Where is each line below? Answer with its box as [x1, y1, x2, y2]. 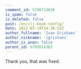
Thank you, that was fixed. [5, 58, 60, 64]
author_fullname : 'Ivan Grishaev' [5, 30, 78, 35]
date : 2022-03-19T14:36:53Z [5, 26, 64, 31]
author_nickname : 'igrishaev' [5, 35, 69, 40]
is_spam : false [5, 12, 37, 17]
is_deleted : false [5, 16, 44, 21]
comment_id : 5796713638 [5, 7, 55, 12]
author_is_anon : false [5, 40, 53, 45]
